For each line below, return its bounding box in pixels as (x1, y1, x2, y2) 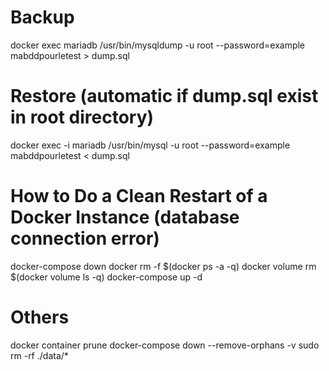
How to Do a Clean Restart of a (10, 185, 268, 208)
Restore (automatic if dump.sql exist (10, 85, 319, 108)
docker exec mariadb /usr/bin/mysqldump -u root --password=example (10, 39, 306, 51)
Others (10, 306, 70, 328)
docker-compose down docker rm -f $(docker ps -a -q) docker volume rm (10, 260, 317, 272)
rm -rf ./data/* (10, 349, 69, 361)
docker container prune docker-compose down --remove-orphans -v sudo (10, 339, 320, 351)
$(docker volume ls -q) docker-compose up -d (10, 271, 203, 283)
